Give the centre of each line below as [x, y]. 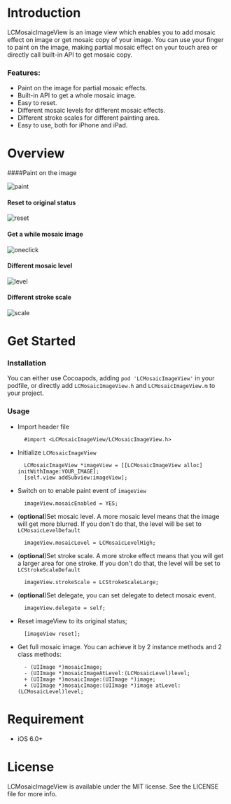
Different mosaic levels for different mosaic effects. [91, 111]
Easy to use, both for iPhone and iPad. [72, 125]
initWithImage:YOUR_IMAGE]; [58, 471]
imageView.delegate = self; [65, 608]
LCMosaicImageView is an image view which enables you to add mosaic [111, 32]
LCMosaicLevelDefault [49, 530]
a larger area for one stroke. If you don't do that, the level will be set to [119, 563]
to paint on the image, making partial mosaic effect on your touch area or [113, 47]
